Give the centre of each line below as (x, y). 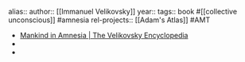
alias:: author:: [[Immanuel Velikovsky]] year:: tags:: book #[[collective (122, 12)
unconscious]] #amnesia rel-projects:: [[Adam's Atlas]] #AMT (109, 20)
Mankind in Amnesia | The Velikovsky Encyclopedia (104, 35)
